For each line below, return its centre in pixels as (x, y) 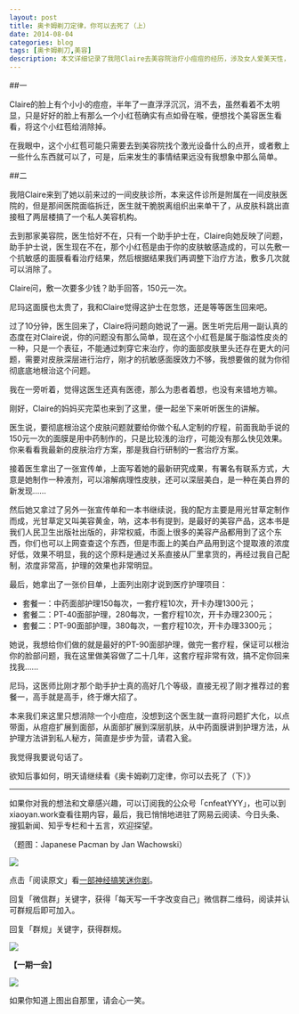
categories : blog (41, 42)
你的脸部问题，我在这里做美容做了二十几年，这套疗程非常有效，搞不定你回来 (149, 655)
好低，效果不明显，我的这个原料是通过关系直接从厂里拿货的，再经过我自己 (145, 554)
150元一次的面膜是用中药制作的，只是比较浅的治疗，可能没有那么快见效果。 (148, 438)
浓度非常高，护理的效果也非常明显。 (91, 565)
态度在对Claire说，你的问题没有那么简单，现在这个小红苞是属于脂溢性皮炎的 (149, 337)
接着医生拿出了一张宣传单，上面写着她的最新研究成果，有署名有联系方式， (145, 468)
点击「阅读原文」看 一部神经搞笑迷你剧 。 (83, 880)
